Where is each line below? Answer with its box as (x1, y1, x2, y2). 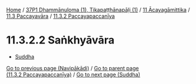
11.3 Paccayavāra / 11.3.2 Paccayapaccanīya (6, 13, 115, 20)
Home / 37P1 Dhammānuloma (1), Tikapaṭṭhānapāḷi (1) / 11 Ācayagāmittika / (6, 7, 190, 13)
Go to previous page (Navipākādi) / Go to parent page (6, 64, 139, 71)
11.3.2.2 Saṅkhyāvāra (6, 33, 115, 47)
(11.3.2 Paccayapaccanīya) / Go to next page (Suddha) (6, 71, 141, 78)
